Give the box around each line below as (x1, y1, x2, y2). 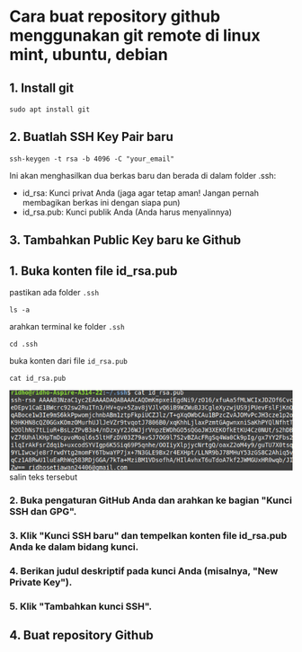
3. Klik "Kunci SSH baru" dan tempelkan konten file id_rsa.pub (9, 529, 288, 542)
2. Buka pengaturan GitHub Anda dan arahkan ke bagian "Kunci (9, 494, 292, 507)
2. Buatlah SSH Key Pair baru (9, 129, 173, 145)
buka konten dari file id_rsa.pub (9, 356, 129, 366)
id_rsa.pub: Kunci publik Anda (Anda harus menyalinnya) (22, 207, 232, 217)
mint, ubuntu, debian (9, 45, 168, 65)
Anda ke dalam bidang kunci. (9, 541, 139, 553)
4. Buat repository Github (9, 627, 155, 643)
